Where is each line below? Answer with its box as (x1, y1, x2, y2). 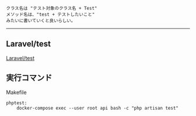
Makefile (6, 89, 27, 96)
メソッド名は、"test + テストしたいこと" (6, 12, 95, 17)
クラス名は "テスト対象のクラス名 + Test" (6, 5, 97, 11)
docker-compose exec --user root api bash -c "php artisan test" (16, 105, 179, 111)
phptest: (6, 100, 27, 106)
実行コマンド (6, 73, 52, 83)
